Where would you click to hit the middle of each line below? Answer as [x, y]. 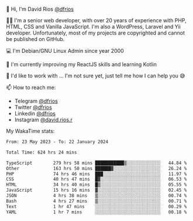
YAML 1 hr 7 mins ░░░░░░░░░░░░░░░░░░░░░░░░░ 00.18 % [96, 212]
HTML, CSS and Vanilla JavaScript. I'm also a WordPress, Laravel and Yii [94, 27]
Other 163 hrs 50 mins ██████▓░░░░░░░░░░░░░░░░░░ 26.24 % [96, 168]
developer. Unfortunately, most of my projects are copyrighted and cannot [96, 33]
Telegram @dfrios [36, 101]
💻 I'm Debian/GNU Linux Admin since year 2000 [65, 51]
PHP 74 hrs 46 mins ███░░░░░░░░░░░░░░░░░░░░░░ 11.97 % [96, 174]
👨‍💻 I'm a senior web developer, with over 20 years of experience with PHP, [96, 20]
